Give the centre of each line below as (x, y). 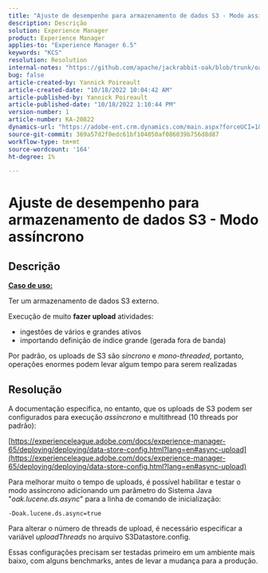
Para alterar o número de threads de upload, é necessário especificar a (126, 528)
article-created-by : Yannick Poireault (75, 82)
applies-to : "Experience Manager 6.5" (73, 45)
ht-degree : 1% (32, 156)
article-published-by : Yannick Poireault (78, 97)
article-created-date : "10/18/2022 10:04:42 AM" (91, 90)
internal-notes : (35, 68)
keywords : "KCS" (35, 53)
